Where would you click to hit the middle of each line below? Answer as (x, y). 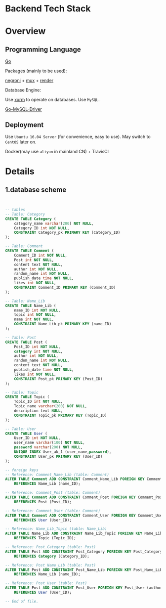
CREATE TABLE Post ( (26, 342)
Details (20, 172)
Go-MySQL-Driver (23, 109)
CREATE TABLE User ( (26, 434)
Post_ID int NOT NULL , (37, 347)
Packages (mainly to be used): (36, 71)
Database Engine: (23, 90)
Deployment (24, 125)
